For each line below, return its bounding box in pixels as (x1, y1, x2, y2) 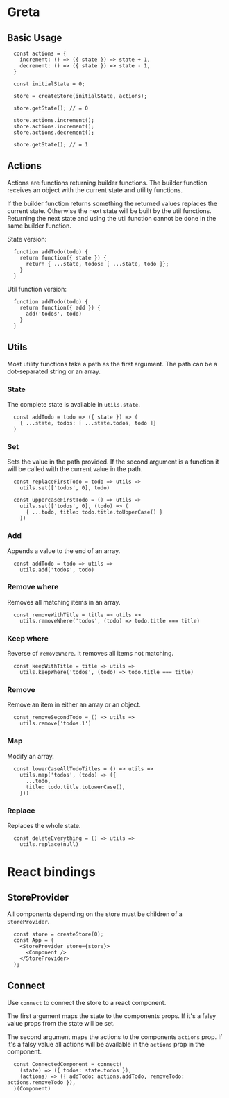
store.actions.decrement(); (13, 129, 95, 136)
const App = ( (13, 937, 54, 944)
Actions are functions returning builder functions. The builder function (7, 178, 207, 187)
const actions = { (13, 50, 67, 57)
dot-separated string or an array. (7, 367, 101, 375)
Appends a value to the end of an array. (7, 546, 121, 555)
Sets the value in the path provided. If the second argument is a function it (7, 457, 219, 466)
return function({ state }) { (19, 254, 108, 261)
